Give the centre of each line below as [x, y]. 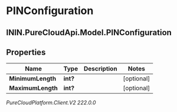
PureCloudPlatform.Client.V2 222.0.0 [51, 103]
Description [100, 69]
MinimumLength [33, 79]
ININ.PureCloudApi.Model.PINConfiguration [89, 33]
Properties [26, 52]
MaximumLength [33, 88]
